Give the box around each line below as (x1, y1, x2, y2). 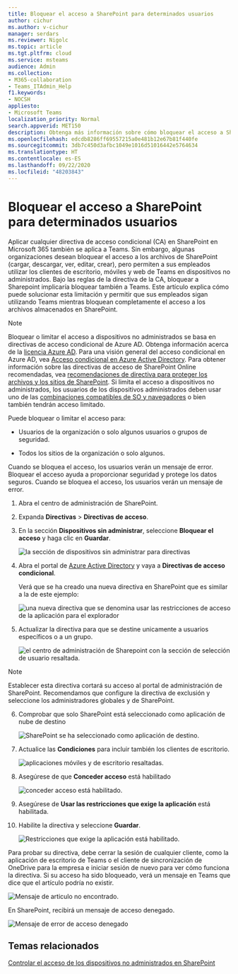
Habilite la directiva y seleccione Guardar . (18, 820, 141, 829)
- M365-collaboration (8, 76, 72, 84)
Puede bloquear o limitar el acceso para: (8, 413, 126, 422)
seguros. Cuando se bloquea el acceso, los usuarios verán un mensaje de (8, 477, 223, 486)
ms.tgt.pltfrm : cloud (8, 50, 72, 57)
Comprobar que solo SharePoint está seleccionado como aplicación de (18, 709, 225, 718)
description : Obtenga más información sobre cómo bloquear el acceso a (8, 129, 223, 136)
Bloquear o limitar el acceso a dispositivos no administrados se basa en (8, 332, 216, 340)
